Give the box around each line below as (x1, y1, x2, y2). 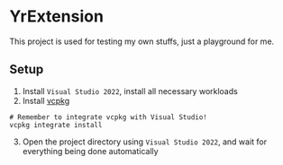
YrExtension (9, 6, 104, 27)
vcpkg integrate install (9, 120, 103, 129)
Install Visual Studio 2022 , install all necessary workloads (22, 85, 239, 96)
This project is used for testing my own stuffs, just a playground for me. (9, 36, 275, 47)
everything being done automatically (22, 145, 160, 156)
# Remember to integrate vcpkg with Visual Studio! (9, 112, 207, 122)
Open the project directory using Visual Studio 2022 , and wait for (22, 136, 268, 147)
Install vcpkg (22, 95, 70, 106)
